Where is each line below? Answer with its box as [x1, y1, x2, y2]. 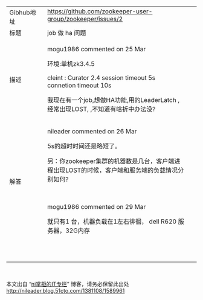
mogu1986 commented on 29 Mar [47, 203, 146, 211]
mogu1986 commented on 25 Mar [47, 45, 146, 53]
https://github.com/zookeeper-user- [47, 7, 153, 15]
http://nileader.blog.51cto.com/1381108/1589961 [6, 287, 125, 294]
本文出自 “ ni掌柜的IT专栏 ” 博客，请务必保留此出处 [6, 281, 129, 287]
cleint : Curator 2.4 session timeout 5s [47, 74, 156, 81]
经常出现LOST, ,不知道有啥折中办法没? [47, 105, 156, 113]
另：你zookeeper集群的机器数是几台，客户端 [47, 157, 175, 165]
